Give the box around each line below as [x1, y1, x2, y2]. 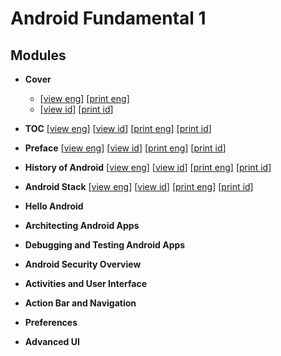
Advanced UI [24, 336, 80, 347]
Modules [10, 47, 67, 64]
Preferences [24, 317, 78, 328]
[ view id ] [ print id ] [39, 103, 114, 115]
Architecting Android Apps [24, 220, 140, 231]
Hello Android [24, 200, 84, 212]
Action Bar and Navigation [24, 297, 137, 309]
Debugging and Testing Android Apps [24, 239, 186, 251]
